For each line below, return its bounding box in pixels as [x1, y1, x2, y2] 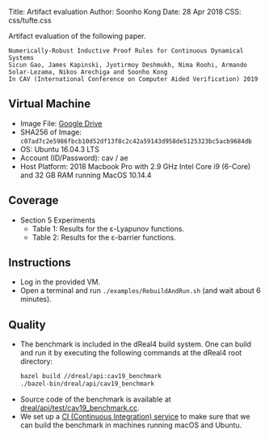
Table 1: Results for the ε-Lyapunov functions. [32, 223, 184, 233]
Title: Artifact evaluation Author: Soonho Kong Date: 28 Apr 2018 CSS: [8, 7, 242, 16]
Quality [8, 317, 46, 331]
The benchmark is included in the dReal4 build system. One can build [19, 339, 252, 349]
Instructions [8, 256, 71, 270]
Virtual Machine [8, 97, 91, 111]
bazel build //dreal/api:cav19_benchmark [19, 372, 162, 381]
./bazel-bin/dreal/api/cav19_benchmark [19, 380, 155, 388]
